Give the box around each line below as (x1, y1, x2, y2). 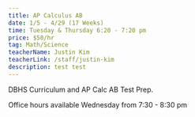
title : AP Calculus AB (8, 11, 83, 20)
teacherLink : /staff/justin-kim (8, 56, 114, 64)
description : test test (8, 63, 87, 71)
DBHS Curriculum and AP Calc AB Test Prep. (8, 85, 154, 94)
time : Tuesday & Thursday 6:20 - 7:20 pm (8, 26, 147, 34)
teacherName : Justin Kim (8, 48, 90, 56)
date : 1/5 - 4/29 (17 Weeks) (8, 19, 104, 27)
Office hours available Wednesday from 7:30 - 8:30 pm (8, 100, 188, 109)
